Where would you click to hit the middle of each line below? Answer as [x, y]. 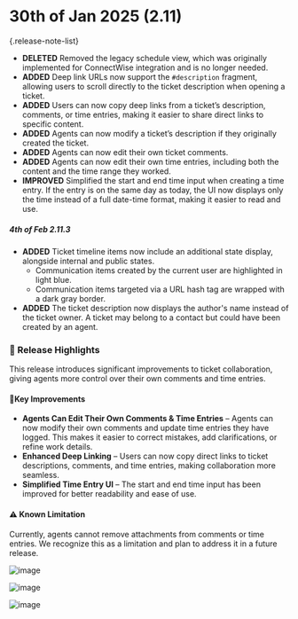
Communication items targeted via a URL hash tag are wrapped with [160, 289]
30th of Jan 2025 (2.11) [96, 16]
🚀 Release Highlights [55, 349]
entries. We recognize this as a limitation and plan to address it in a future [143, 544]
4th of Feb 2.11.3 [40, 229]
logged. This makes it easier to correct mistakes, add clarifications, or [149, 437]
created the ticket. [55, 143]
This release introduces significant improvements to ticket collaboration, [141, 369]
